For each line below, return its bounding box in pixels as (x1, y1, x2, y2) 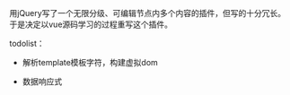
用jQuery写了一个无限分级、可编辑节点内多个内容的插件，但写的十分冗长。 (9, 8, 286, 18)
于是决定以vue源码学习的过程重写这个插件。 (9, 19, 173, 30)
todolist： (9, 39, 45, 48)
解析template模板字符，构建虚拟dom (22, 57, 159, 67)
